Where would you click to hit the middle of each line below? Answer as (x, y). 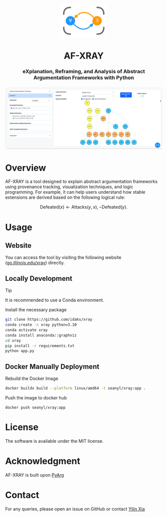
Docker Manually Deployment (52, 366)
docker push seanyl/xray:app (35, 407)
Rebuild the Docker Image (32, 379)
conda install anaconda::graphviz (41, 335)
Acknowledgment (43, 461)
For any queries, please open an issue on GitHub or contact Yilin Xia (75, 509)
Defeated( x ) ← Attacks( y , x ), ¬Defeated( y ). (84, 207)
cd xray (13, 340)
